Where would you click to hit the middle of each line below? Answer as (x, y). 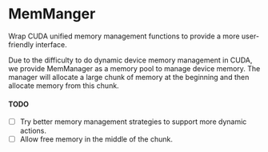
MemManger (52, 14)
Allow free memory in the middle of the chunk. (96, 139)
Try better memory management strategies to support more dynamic (133, 122)
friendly (21, 44)
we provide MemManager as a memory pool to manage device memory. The (134, 68)
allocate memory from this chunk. (64, 86)
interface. (52, 44)
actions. (33, 131)
